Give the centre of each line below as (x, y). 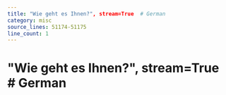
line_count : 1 (28, 33)
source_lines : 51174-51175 (47, 27)
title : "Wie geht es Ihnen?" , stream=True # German (87, 14)
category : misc (30, 20)
